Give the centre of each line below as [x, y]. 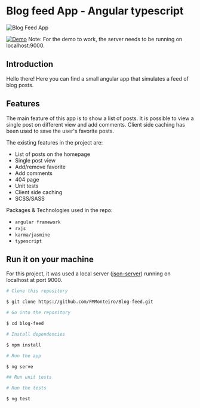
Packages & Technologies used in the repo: [59, 210]
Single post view [35, 160]
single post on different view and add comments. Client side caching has [96, 124]
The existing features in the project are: [55, 142]
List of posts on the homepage [53, 154]
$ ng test [19, 399]
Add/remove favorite [40, 167]
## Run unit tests [29, 378]
